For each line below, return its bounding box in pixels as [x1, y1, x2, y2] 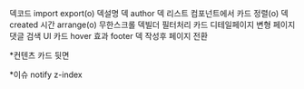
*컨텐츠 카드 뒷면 [9, 50, 70, 61]
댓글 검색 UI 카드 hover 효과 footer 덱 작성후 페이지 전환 [9, 31, 209, 41]
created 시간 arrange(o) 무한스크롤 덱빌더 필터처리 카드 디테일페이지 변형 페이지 [9, 19, 296, 30]
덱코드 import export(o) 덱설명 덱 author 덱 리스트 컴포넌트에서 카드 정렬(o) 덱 [9, 8, 289, 18]
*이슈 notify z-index [9, 69, 83, 80]
